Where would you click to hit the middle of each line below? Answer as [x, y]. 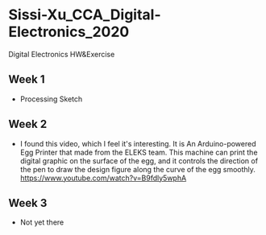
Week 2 [28, 124]
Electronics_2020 [69, 32]
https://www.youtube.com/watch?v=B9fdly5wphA [103, 178]
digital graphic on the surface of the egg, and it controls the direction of [139, 161]
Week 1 [27, 79]
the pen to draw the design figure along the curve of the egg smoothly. [138, 169]
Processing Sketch [51, 99]
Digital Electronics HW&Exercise [62, 54]
